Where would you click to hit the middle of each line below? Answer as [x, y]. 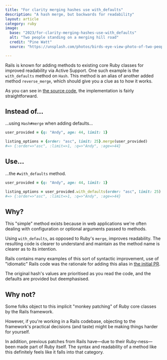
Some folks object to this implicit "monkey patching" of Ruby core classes [81, 306]
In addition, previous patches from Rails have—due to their [65, 342]
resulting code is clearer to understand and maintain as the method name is [83, 244]
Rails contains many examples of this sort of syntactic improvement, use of [82, 259]
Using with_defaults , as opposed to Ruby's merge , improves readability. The [83, 238]
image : [12, 28]
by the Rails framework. [29, 312]
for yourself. [18, 332]
